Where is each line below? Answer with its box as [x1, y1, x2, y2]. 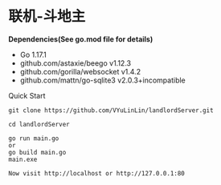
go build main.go [8, 148, 67, 156]
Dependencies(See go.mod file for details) [8, 34, 153, 44]
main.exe [8, 155, 38, 163]
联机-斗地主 [8, 7, 86, 26]
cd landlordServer [8, 120, 70, 128]
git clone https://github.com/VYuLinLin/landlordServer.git [8, 106, 215, 115]
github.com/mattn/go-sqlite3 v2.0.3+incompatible [19, 75, 186, 85]
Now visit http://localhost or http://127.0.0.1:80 [8, 169, 185, 177]
